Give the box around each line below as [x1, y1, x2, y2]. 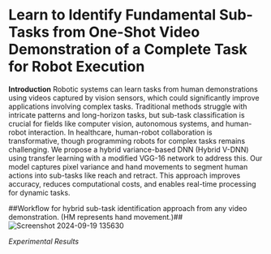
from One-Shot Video [52, 23, 200, 41]
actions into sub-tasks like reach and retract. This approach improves [8, 170, 241, 180]
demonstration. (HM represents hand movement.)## [8, 212, 183, 222]
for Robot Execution [8, 58, 145, 76]
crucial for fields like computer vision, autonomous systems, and [8, 118, 225, 128]
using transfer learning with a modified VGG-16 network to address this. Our [8, 153, 263, 163]
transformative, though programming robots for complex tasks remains [8, 136, 246, 145]
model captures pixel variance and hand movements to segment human [8, 161, 248, 171]
